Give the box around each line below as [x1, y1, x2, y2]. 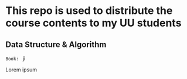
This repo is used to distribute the [5, 4, 173, 17]
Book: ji [5, 55, 26, 62]
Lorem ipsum [5, 66, 38, 73]
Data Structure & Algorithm [5, 39, 107, 49]
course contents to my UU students [5, 16, 182, 30]
